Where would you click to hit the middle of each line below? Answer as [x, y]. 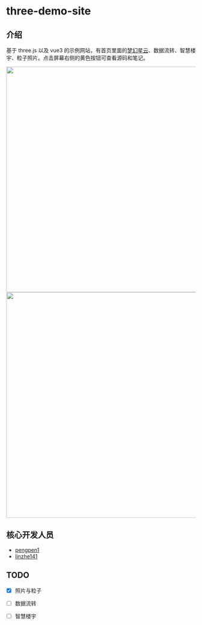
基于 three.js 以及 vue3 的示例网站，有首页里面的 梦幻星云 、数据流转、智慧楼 [101, 50]
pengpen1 [27, 550]
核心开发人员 [30, 535]
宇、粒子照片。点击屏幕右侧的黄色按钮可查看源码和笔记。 [77, 58]
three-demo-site [49, 11]
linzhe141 [26, 556]
